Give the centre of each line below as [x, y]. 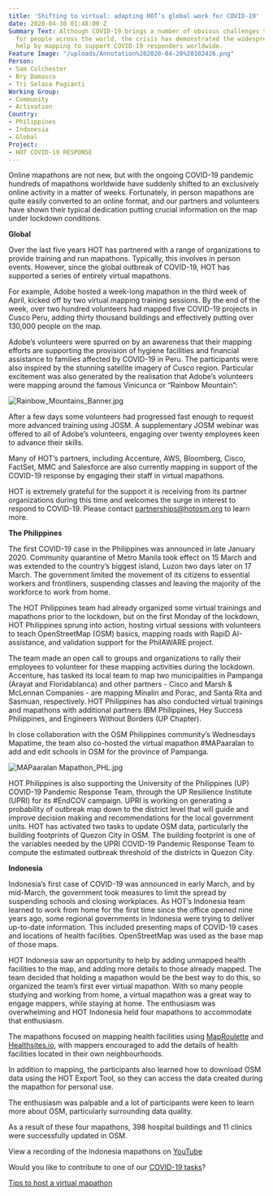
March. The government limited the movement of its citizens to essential [129, 575]
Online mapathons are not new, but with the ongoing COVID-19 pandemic [131, 175]
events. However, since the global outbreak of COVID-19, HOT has [119, 267]
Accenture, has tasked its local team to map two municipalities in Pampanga [136, 675]
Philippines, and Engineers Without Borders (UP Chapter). [105, 719]
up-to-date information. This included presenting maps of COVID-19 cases [133, 928]
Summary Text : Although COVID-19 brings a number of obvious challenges [134, 31]
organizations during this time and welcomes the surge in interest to [122, 500]
